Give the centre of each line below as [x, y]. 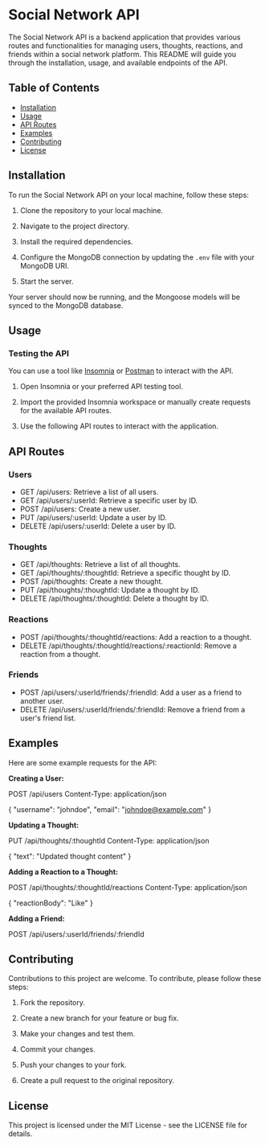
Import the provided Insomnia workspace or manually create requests [135, 402]
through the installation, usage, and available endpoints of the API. [118, 63]
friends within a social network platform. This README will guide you [122, 54]
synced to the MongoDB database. [66, 305]
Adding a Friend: [37, 918]
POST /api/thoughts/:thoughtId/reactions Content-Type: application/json [128, 887]
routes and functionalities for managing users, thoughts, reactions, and [126, 45]
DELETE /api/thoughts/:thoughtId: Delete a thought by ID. [114, 599]
